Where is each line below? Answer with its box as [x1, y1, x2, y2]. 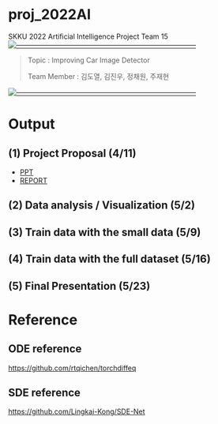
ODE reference [8, 342, 82, 356]
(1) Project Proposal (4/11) [8, 146, 137, 159]
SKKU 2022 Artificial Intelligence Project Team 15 [8, 32, 168, 41]
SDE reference [8, 385, 81, 400]
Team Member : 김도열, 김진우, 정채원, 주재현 [27, 71, 170, 81]
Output [8, 115, 55, 133]
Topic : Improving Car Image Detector [27, 55, 150, 65]
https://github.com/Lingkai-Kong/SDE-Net [8, 407, 145, 416]
